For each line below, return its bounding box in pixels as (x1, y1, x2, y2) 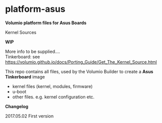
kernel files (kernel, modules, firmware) (12, 83, 93, 89)
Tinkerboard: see (5, 53, 40, 60)
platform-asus (5, 3, 65, 15)
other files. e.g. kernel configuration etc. (12, 94, 95, 100)
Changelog (5, 103, 29, 109)
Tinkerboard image (5, 74, 45, 80)
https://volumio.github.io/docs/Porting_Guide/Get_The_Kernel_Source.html (5, 59, 157, 65)
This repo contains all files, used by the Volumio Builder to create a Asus (5, 68, 154, 75)
